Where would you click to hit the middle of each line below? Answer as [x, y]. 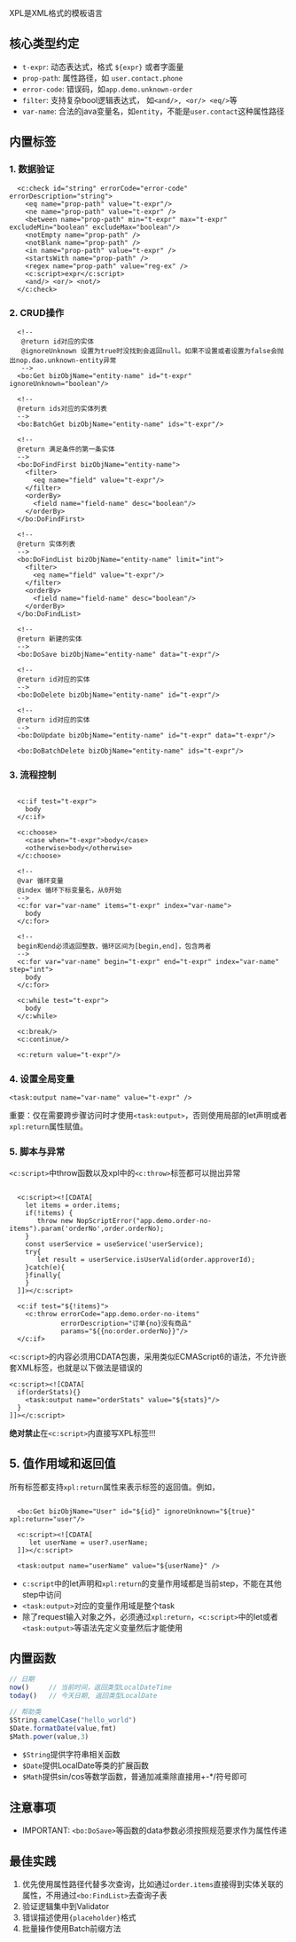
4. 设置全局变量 [42, 1079]
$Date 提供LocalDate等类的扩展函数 [85, 1765]
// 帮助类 [25, 1711]
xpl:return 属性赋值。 [49, 1126]
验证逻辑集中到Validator [65, 1906]
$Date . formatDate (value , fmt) [63, 1728]
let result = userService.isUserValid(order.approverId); [146, 1259]
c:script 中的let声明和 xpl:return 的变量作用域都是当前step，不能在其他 [152, 1583]
